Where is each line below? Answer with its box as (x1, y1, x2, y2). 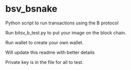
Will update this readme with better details (5, 49, 95, 55)
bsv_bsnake (5, 3, 58, 15)
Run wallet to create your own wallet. (5, 39, 84, 46)
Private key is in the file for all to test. (5, 59, 84, 65)
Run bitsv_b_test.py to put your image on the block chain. (5, 29, 126, 36)
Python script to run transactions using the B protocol (5, 20, 119, 26)
